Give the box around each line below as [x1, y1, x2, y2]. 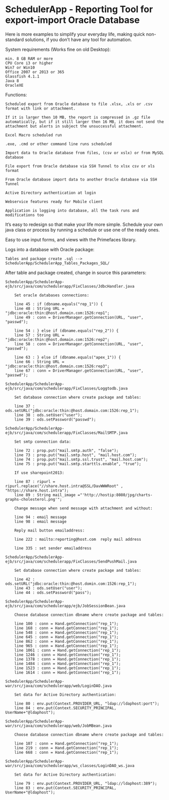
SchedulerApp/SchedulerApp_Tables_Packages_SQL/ [5, 260, 110, 266]
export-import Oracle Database [5, 14, 140, 26]
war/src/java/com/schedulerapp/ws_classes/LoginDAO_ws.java [5, 763, 135, 768]
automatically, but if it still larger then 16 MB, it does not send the [5, 119, 164, 124]
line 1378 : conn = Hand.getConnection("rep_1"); [14, 656, 121, 662]
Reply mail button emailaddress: [14, 528, 85, 533]
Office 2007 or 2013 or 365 [5, 69, 65, 75]
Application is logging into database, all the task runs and [5, 208, 139, 213]
